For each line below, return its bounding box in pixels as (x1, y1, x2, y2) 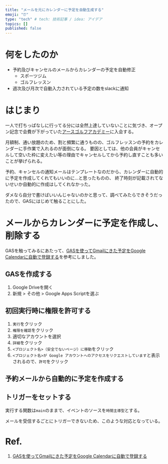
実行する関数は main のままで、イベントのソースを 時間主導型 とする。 (5, 407, 142, 413)
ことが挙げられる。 (5, 158, 45, 164)
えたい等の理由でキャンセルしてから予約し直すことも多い (44, 152, 163, 158)
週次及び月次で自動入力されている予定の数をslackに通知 (12, 86, 129, 92)
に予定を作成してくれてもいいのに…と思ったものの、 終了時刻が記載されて (5, 175, 159, 181)
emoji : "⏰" (5, 12, 29, 17)
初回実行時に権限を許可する (5, 307, 91, 315)
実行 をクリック (12, 321, 43, 327)
